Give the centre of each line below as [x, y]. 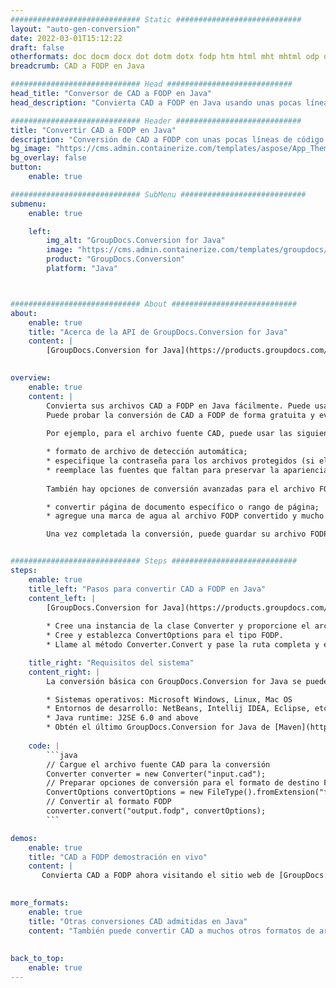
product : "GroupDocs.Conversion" [116, 259]
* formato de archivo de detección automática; [147, 452]
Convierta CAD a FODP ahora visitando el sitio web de [158, 876]
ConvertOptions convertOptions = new [124, 792]
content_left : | [62, 598]
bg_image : [31, 149]
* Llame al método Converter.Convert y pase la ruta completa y [183, 645]
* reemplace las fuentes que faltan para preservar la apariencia [187, 470]
